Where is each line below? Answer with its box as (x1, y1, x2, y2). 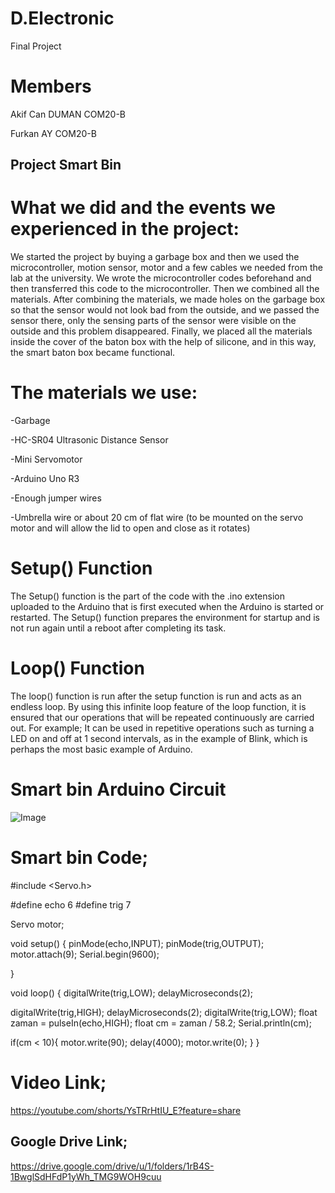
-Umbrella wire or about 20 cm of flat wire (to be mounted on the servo (10, 512, 304, 524)
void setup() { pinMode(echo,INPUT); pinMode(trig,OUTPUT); (10, 937, 265, 949)
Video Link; (10, 1072, 107, 1094)
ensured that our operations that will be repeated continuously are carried (10, 712, 315, 724)
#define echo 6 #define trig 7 (10, 898, 132, 911)
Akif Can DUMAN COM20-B (10, 108, 127, 120)
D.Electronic (10, 7, 115, 30)
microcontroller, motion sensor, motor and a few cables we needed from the (10, 262, 323, 274)
